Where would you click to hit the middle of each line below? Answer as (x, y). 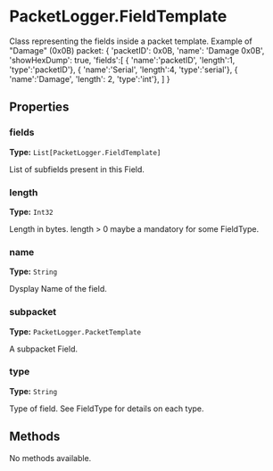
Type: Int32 (31, 211)
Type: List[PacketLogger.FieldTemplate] (85, 152)
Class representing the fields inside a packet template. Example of (131, 41)
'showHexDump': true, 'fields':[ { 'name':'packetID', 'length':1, (122, 60)
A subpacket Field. (44, 349)
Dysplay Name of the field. (58, 289)
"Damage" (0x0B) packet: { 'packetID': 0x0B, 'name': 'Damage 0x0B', (137, 50)
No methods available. (50, 458)
